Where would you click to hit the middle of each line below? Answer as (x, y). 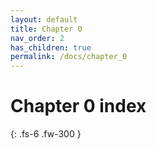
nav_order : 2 (37, 38)
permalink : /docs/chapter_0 (69, 57)
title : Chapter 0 (46, 29)
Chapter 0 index (78, 106)
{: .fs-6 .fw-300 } (46, 134)
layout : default (44, 19)
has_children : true (51, 47)
